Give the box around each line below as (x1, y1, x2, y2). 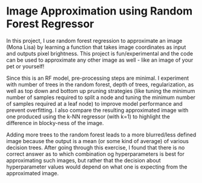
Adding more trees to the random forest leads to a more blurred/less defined (6, 131, 197, 138)
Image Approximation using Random (6, 4, 193, 18)
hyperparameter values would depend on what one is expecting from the (6, 163, 188, 170)
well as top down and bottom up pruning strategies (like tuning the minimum (6, 87, 195, 94)
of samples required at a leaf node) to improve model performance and (6, 100, 183, 107)
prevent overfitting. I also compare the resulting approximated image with (6, 106, 189, 114)
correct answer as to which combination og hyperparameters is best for (6, 150, 185, 158)
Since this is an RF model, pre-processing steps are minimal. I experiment (6, 74, 189, 82)
